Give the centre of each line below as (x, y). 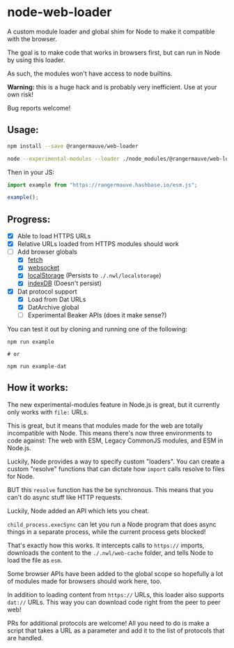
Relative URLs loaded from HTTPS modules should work (98, 244)
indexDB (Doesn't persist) (65, 283)
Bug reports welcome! (39, 108)
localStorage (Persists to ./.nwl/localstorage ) (94, 275)
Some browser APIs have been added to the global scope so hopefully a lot (115, 573)
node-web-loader (60, 12)
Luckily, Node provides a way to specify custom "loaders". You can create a (116, 461)
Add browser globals (47, 252)
